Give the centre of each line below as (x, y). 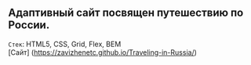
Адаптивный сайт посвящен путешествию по (126, 13)
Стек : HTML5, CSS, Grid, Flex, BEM (65, 44)
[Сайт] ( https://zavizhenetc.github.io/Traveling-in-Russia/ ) (103, 52)
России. (29, 25)
